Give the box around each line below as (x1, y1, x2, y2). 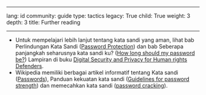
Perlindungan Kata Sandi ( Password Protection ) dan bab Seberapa (15, 43, 184, 50)
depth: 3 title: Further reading (6, 19, 81, 26)
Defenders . (15, 63, 44, 69)
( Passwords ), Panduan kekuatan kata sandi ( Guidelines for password (15, 75, 190, 83)
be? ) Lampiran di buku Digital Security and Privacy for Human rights (15, 56, 188, 63)
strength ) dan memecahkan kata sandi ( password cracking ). (15, 82, 168, 89)
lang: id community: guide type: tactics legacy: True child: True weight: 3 (6, 12, 191, 19)
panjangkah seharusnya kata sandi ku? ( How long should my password (15, 50, 195, 56)
